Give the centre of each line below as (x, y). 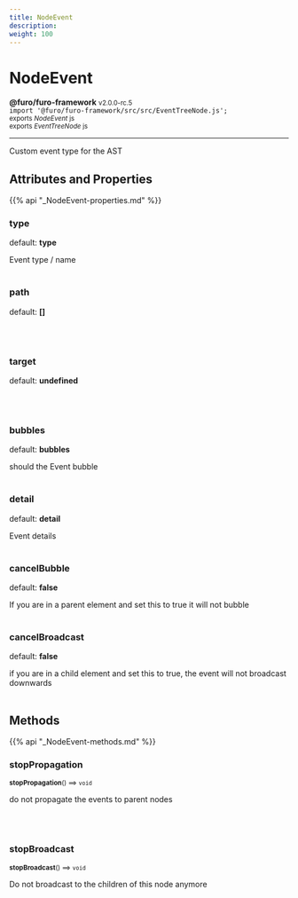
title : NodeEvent (41, 17)
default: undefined (43, 381)
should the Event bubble (54, 467)
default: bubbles (40, 450)
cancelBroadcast (47, 637)
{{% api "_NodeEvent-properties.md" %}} (86, 201)
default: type (33, 243)
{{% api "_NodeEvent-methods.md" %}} (83, 742)
